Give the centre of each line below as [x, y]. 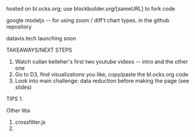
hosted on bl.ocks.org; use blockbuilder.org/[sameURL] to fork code [91, 9]
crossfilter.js [30, 122]
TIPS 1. [15, 99]
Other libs [18, 110]
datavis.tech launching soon [41, 38]
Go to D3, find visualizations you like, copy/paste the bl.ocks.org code [101, 74]
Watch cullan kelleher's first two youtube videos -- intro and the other [101, 62]
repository [19, 27]
